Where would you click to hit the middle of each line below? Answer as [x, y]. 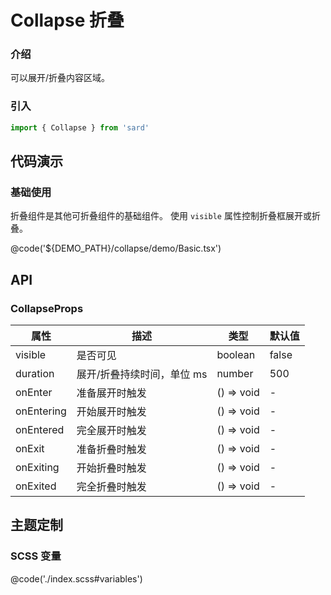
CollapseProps [47, 308]
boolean [236, 355]
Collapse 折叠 [67, 20]
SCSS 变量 [36, 556]
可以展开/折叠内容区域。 [60, 78]
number [235, 374]
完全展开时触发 [111, 431]
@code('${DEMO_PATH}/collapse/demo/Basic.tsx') [116, 248]
